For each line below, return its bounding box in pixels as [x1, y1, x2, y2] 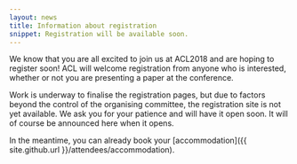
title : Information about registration [9, 21, 157, 30]
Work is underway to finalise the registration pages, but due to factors [9, 90, 266, 100]
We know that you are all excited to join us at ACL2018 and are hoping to [9, 54, 275, 65]
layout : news [9, 12, 58, 22]
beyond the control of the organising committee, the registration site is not [9, 99, 282, 110]
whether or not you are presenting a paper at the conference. [9, 73, 234, 83]
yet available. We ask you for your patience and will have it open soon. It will [9, 108, 289, 120]
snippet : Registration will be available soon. [9, 29, 189, 38]
